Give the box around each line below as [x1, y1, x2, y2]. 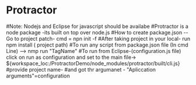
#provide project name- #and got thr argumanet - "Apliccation [6, 66, 156, 73]
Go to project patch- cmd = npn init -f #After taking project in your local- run [6, 35, 191, 42]
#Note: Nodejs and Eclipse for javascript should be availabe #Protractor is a [6, 23, 189, 30]
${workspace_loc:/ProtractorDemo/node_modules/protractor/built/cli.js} [6, 59, 180, 67]
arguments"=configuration [6, 72, 70, 79]
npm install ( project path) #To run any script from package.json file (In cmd [6, 41, 188, 48]
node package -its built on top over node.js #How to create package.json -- [6, 29, 188, 36]
